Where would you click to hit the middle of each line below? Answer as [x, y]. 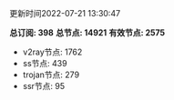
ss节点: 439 [45, 63]
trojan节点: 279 [51, 75]
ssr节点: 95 [44, 86]
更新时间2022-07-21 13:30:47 [65, 13]
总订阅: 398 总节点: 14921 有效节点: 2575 [87, 33]
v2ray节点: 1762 [52, 52]
